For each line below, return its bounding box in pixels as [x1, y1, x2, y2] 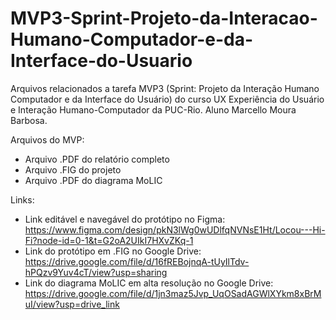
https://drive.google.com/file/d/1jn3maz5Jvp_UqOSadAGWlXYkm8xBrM [24, 287, 322, 299]
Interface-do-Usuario [10, 50, 193, 72]
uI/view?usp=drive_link [24, 298, 120, 310]
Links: [10, 193, 35, 206]
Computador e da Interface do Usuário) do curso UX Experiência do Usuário [10, 93, 325, 105]
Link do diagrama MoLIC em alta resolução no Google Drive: [24, 277, 274, 289]
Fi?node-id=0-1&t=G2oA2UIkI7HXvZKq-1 [24, 234, 194, 246]
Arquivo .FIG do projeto [24, 163, 122, 176]
